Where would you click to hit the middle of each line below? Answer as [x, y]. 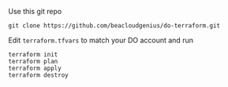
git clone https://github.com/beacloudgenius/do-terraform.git [114, 26]
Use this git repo [35, 11]
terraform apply [35, 68]
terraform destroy [38, 75]
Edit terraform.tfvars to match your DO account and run [101, 40]
